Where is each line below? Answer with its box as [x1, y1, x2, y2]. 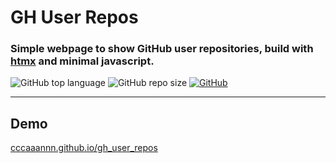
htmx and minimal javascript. [10, 54, 155, 68]
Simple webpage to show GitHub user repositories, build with [10, 42, 314, 56]
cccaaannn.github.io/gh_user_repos [10, 142, 158, 154]
